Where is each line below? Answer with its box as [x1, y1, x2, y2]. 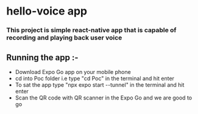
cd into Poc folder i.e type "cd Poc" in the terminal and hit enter [15, 75, 175, 82]
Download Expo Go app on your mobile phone [15, 68, 131, 75]
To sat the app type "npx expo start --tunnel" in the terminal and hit [15, 81, 185, 89]
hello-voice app [6, 4, 87, 18]
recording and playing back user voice [6, 33, 122, 42]
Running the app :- [6, 52, 79, 62]
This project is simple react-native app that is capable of [6, 26, 177, 35]
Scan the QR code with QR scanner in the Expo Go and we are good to [15, 94, 193, 101]
